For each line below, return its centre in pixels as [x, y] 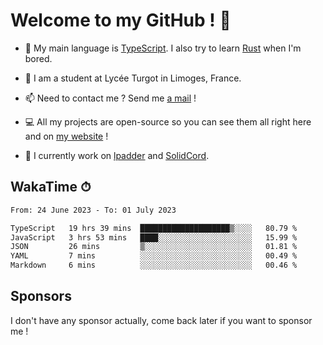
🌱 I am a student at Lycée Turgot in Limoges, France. [133, 78]
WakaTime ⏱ [51, 187]
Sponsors [41, 296]
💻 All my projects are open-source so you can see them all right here [168, 121]
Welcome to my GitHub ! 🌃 [121, 20]
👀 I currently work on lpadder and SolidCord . [117, 155]
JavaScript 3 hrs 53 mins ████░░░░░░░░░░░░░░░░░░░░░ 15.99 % [154, 237]
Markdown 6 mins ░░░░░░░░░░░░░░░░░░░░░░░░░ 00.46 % [154, 265]
